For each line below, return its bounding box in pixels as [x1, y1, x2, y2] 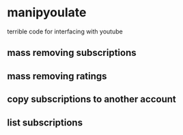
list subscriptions [7, 117, 83, 128]
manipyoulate [7, 5, 87, 20]
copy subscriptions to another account [7, 93, 176, 105]
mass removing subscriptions [7, 47, 137, 59]
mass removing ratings [7, 70, 107, 82]
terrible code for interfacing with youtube [7, 27, 123, 35]
